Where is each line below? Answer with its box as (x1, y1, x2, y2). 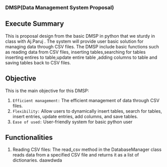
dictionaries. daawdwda (12, 157, 62, 163)
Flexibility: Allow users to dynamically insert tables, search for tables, (12, 108, 162, 114)
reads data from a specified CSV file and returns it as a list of (12, 152, 139, 158)
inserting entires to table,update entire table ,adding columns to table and (5, 54, 157, 60)
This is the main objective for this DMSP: (5, 88, 90, 94)
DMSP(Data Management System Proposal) (5, 4, 114, 11)
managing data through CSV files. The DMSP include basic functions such (5, 43, 159, 49)
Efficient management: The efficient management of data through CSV (12, 97, 160, 103)
